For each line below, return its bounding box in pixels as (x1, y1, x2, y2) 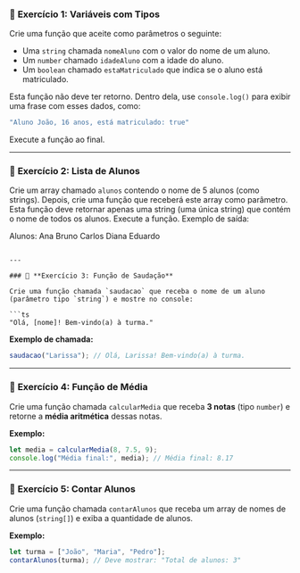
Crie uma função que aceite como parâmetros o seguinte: (9, 29, 221, 39)
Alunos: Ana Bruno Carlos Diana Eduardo (9, 231, 161, 242)
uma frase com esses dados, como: (9, 101, 141, 112)
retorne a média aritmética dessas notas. (9, 411, 162, 421)
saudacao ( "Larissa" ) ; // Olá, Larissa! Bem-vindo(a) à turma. (9, 352, 246, 361)
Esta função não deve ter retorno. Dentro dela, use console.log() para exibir (9, 91, 291, 102)
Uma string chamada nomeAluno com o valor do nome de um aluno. (21, 46, 271, 56)
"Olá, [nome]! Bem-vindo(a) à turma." (9, 319, 154, 328)
